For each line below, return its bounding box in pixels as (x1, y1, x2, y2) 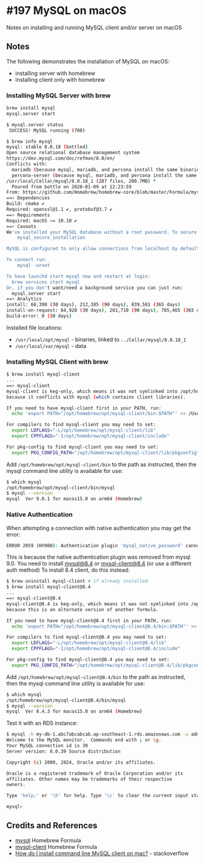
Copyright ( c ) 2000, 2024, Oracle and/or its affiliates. (6, 759, 156, 765)
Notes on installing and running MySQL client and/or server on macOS (6, 24, 182, 31)
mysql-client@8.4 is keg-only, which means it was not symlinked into (6, 601, 189, 607)
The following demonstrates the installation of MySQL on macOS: (6, 57, 170, 65)
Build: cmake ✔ (6, 201, 45, 207)
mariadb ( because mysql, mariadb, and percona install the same (12, 166, 178, 172)
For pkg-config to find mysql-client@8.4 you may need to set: (6, 656, 170, 663)
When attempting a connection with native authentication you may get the (6, 524, 191, 531)
